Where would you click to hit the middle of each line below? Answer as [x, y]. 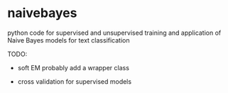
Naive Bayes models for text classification [69, 40]
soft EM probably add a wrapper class [74, 67]
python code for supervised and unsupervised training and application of [114, 33]
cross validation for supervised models [75, 81]
